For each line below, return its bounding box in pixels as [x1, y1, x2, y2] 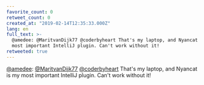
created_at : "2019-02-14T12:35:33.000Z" [6, 20, 111, 26]
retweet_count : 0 [6, 15, 51, 21]
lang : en [6, 25, 29, 32]
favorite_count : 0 [6, 8, 53, 15]
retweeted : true [6, 49, 48, 55]
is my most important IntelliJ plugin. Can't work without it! [6, 71, 151, 79]
